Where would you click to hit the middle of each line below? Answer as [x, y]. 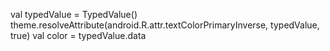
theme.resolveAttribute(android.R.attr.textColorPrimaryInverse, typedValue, [165, 25]
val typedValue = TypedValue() [74, 14]
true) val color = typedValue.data [78, 35]
